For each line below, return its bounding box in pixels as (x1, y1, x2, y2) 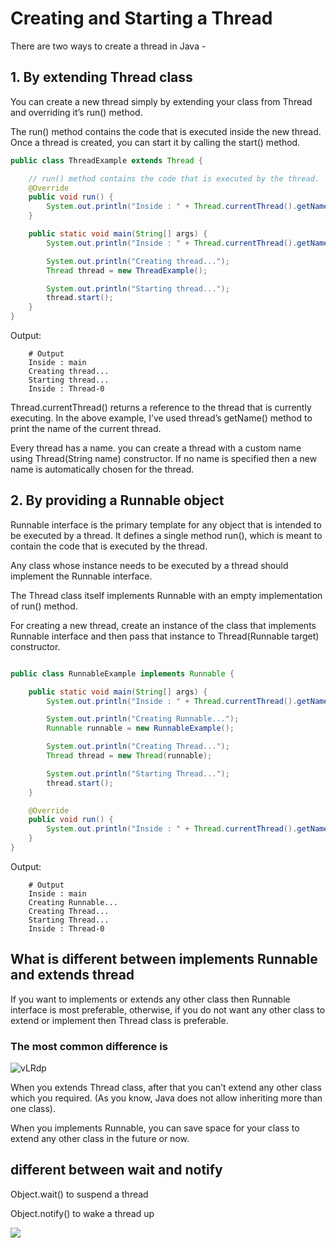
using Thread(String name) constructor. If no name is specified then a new (10, 453, 318, 464)
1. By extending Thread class (10, 69, 193, 86)
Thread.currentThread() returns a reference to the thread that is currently (10, 402, 312, 413)
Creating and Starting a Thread (10, 7, 273, 30)
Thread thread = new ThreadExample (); (46, 265, 208, 276)
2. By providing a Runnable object (10, 492, 225, 509)
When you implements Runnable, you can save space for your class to (10, 1122, 300, 1134)
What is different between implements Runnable (10, 951, 318, 968)
